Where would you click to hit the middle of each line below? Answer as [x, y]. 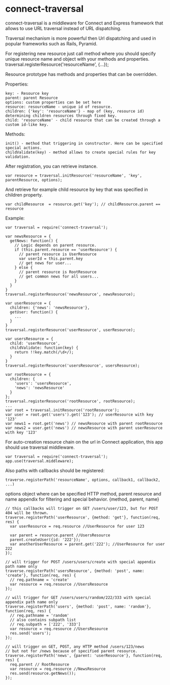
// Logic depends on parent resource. [55, 245]
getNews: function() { [34, 241]
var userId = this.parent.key [51, 258]
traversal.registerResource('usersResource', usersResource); [73, 365]
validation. [18, 157]
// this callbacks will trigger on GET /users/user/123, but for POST [82, 508]
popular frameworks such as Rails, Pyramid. [51, 43]
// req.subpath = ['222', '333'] [45, 624]
